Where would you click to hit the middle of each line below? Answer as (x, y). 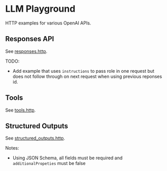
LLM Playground (40, 9)
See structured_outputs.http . (35, 138)
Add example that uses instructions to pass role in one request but (83, 71)
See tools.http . (21, 110)
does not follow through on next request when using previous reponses (87, 76)
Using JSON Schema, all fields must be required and (68, 158)
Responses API (30, 39)
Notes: (12, 148)
